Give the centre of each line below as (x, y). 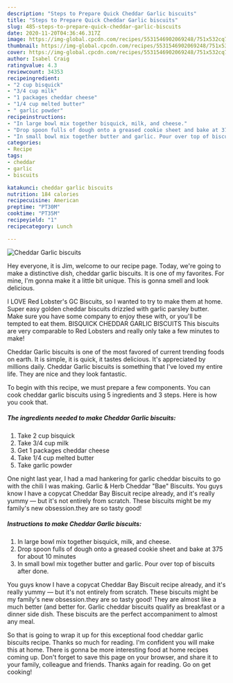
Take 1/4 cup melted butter (56, 458)
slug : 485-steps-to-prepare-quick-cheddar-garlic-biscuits (94, 26)
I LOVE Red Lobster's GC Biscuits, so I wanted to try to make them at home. (115, 301)
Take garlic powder (45, 465)
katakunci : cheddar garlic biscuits (60, 188)
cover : (17, 53)
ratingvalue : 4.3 (32, 65)
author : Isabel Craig (38, 59)
